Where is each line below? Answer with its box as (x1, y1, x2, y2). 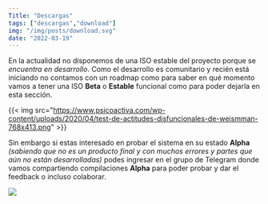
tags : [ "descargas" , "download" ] (8, 19, 116, 27)
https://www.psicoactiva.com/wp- (53, 106, 166, 115)
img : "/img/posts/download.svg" (8, 26, 116, 34)
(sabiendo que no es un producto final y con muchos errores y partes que (8, 146, 253, 156)
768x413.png (8, 122, 51, 132)
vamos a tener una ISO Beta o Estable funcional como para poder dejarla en (8, 82, 260, 91)
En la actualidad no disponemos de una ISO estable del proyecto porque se (8, 56, 256, 66)
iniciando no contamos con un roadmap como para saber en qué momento (8, 73, 255, 82)
